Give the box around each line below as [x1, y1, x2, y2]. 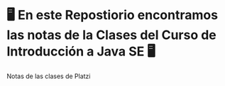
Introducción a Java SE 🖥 [6, 43, 155, 60]
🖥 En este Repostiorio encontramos [6, 7, 218, 23]
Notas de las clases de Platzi [6, 72, 91, 80]
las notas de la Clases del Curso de [6, 27, 217, 43]
